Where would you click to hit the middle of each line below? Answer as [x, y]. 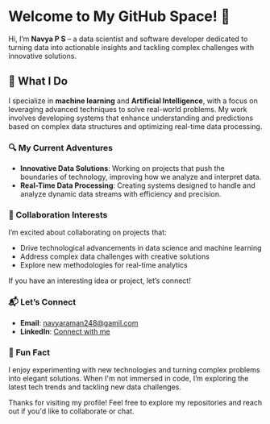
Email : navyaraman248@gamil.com [79, 322]
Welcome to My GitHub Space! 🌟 [119, 17]
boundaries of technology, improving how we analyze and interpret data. [141, 177]
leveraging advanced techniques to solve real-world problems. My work [128, 109]
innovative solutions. [42, 56]
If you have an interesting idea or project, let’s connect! [100, 281]
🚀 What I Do [38, 81]
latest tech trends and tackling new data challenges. [95, 387]
